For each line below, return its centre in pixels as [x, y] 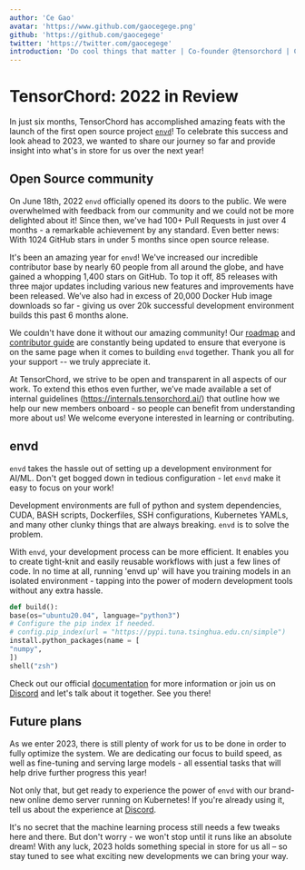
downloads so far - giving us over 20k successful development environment [152, 305]
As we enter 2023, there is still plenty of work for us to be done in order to [148, 743]
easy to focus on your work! [62, 488]
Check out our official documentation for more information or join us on [143, 683]
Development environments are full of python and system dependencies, [146, 505]
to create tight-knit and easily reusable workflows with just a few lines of [145, 561]
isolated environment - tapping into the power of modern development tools [151, 580]
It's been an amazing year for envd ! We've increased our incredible [134, 257]
